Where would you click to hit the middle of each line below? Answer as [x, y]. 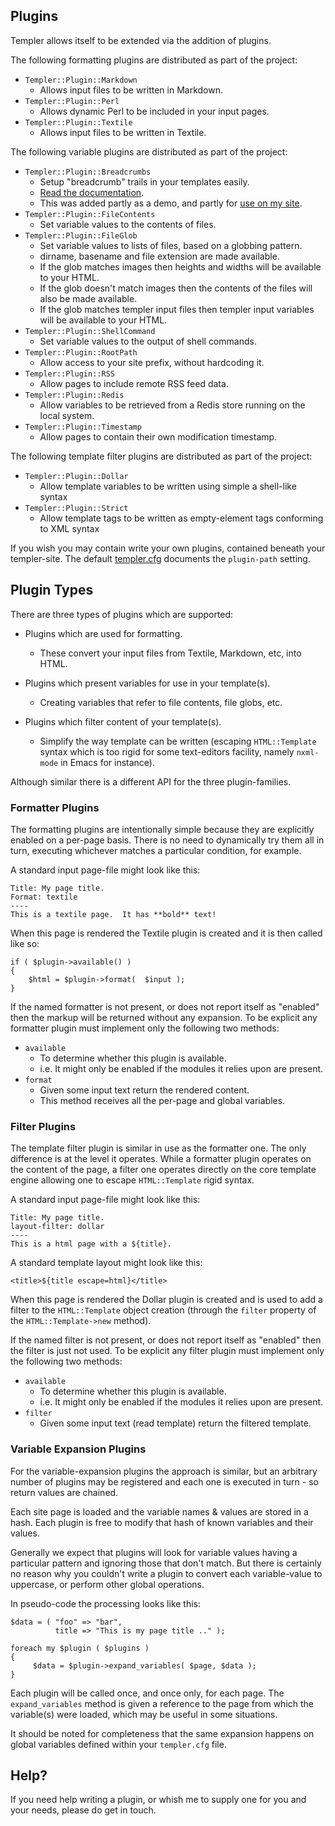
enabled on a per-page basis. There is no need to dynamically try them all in [167, 840]
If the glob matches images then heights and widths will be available [180, 266]
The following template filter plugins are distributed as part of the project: [161, 456]
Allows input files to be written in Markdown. [131, 90]
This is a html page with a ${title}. [91, 1244]
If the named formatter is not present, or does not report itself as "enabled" [165, 1006]
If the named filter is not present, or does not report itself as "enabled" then [166, 1340]
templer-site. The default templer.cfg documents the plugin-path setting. [160, 558]
